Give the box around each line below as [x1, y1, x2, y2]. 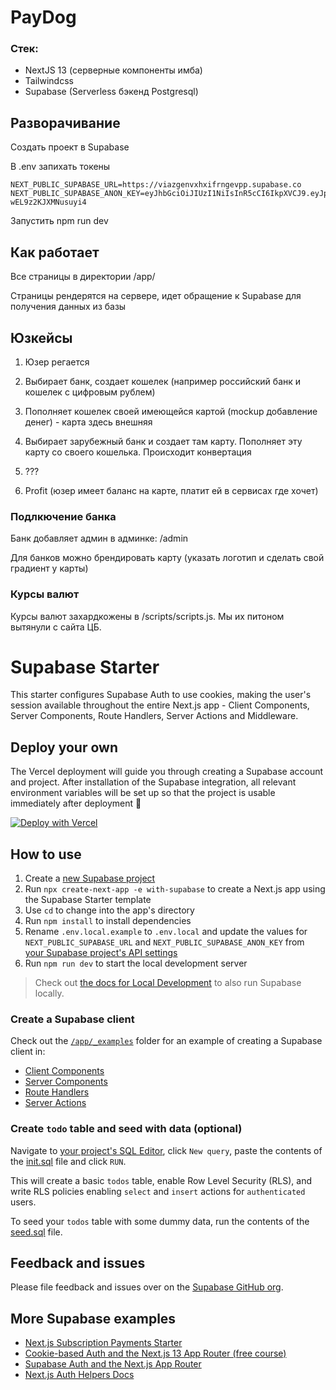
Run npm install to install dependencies [24, 915, 192, 927]
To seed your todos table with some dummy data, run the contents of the [10, 1215, 310, 1227]
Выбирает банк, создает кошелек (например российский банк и [24, 375, 302, 387]
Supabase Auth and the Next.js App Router [24, 1358, 202, 1370]
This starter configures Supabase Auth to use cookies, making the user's [10, 689, 312, 701]
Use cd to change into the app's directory [24, 904, 195, 916]
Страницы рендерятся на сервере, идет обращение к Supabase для [10, 290, 302, 302]
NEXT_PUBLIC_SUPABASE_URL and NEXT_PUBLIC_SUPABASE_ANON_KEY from [24, 936, 305, 948]
